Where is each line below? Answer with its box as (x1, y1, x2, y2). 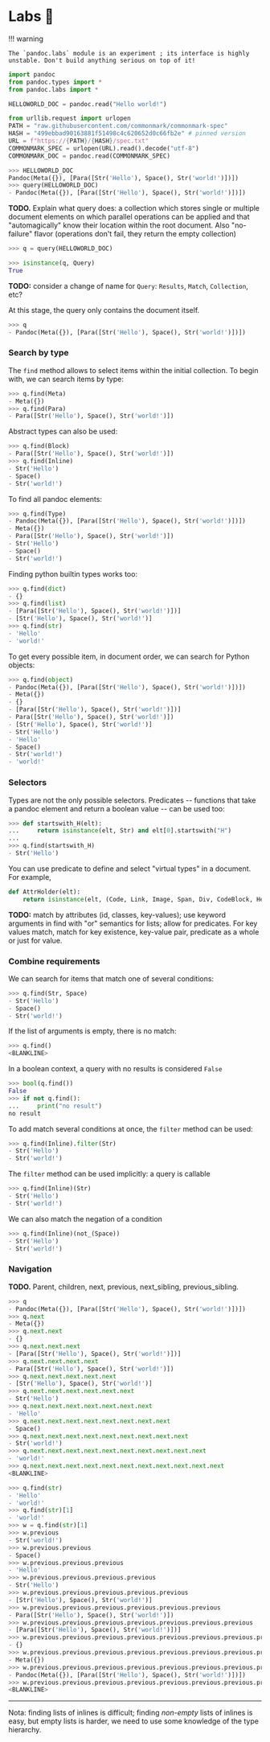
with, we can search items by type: (8, 374, 125, 384)
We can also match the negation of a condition (8, 1214, 163, 1223)
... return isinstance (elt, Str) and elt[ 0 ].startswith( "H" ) (8, 827, 231, 835)
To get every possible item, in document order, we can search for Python (8, 651, 250, 661)
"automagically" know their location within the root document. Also (8, 220, 231, 230)
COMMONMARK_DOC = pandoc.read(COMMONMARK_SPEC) (8, 152, 171, 160)
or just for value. (8, 935, 63, 945)
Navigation (8, 1263, 52, 1275)
